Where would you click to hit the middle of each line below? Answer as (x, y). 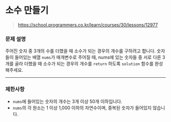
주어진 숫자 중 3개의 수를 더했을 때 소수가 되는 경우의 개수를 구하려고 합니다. (81, 51)
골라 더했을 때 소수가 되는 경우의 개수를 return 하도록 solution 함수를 (84, 64)
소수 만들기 (27, 10)
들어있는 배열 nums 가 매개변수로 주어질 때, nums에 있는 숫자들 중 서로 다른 (88, 57)
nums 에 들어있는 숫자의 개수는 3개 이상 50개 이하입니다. (67, 101)
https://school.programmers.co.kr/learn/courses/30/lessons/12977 (88, 25)
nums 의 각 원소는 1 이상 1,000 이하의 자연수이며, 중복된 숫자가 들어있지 (82, 108)
